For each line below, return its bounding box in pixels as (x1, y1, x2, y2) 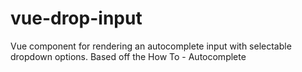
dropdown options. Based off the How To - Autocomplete (10, 50, 247, 62)
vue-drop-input (10, 7, 143, 30)
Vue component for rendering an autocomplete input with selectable (10, 40, 292, 52)
